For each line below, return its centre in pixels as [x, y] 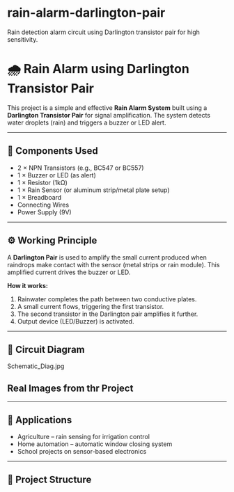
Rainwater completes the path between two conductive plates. [107, 299]
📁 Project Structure [49, 480]
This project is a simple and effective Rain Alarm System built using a [107, 108]
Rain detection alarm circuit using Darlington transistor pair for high [103, 32]
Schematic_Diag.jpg [36, 366]
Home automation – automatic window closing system [95, 444]
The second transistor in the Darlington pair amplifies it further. [108, 314]
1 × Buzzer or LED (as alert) [56, 175]
